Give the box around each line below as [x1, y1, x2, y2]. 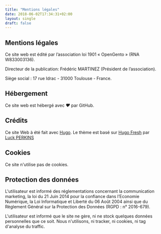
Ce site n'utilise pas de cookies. [5, 161, 69, 167]
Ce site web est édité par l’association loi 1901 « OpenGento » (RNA [5, 51, 140, 57]
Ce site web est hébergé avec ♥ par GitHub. [5, 102, 95, 108]
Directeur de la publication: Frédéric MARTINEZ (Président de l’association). [5, 66, 157, 72]
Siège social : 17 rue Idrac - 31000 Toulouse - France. [5, 76, 112, 82]
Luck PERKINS [5, 134, 34, 140]
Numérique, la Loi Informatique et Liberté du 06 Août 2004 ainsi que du [5, 199, 148, 204]
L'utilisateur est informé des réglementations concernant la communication [5, 188, 155, 194]
